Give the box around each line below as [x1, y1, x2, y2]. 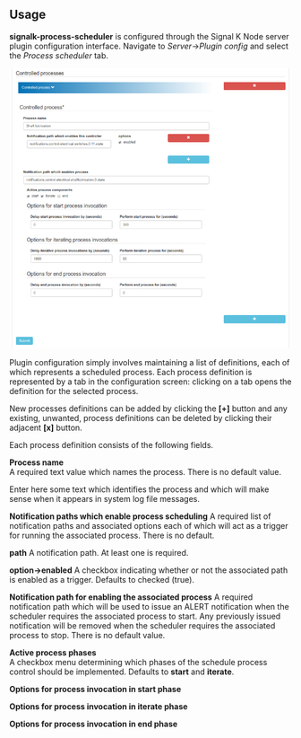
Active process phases [9, 646, 97, 658]
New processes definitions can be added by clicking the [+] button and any [9, 403, 288, 414]
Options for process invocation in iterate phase [9, 700, 188, 712]
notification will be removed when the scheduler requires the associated [9, 619, 276, 631]
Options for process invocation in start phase [9, 683, 182, 694]
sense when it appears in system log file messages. [9, 493, 200, 504]
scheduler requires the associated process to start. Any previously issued [9, 611, 281, 621]
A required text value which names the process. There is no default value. [9, 466, 282, 477]
